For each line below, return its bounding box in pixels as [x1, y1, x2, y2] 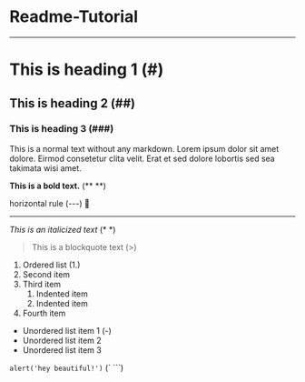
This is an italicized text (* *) [9, 224, 116, 235]
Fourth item [22, 307, 66, 318]
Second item [22, 268, 71, 279]
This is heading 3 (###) [9, 123, 114, 136]
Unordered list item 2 [22, 335, 102, 346]
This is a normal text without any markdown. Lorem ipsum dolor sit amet [9, 143, 280, 154]
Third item [22, 278, 62, 289]
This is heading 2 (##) [9, 95, 136, 111]
